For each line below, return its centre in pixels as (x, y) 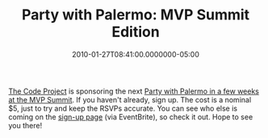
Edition (136, 32)
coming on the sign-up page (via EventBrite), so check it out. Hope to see (131, 117)
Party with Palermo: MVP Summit (136, 15)
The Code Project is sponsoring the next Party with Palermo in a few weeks (134, 91)
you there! (25, 125)
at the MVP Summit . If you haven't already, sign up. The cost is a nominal (130, 99)
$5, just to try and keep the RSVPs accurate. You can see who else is (123, 108)
